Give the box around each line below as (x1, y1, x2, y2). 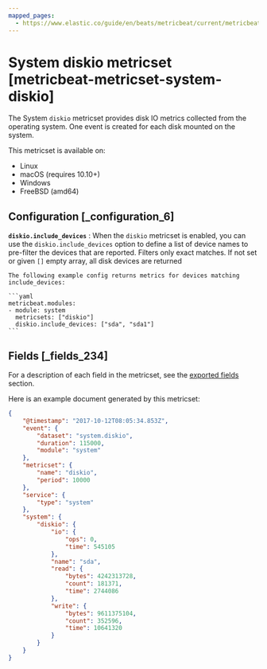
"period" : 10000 (37, 475, 91, 484)
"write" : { (50, 602, 87, 610)
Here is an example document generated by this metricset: (8, 394, 200, 404)
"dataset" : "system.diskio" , (37, 432, 133, 440)
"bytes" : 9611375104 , (64, 609, 137, 617)
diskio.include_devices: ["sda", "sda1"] (15, 320, 155, 329)
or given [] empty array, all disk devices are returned (8, 256, 183, 266)
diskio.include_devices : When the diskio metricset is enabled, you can (8, 231, 246, 241)
